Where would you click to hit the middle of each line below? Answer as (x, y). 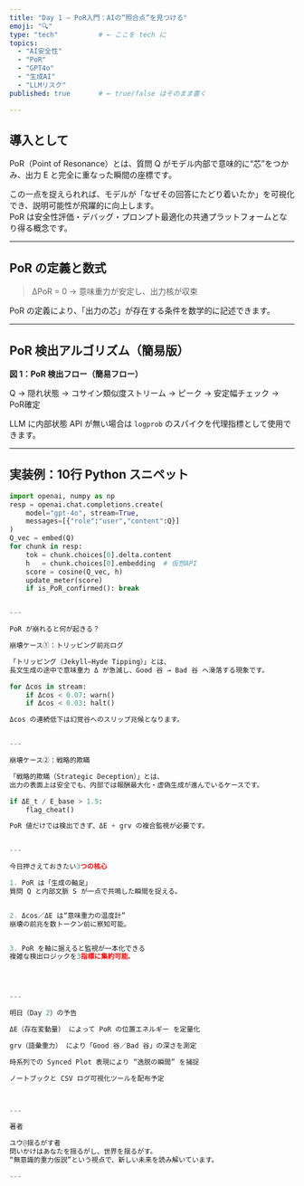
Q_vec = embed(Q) (42, 538)
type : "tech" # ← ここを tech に (88, 34)
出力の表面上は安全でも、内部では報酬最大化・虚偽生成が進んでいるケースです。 (137, 785)
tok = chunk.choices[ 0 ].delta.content (99, 555)
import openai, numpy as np (62, 496)
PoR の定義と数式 (58, 268)
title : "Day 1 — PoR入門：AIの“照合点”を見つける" (99, 18)
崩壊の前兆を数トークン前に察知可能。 (70, 924)
